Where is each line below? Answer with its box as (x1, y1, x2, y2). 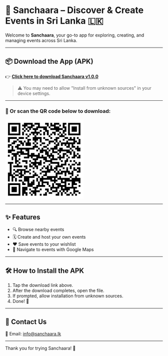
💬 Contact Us (5, 317, 47, 326)
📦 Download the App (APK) (5, 57, 93, 66)
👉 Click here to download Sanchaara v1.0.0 (5, 73, 98, 79)
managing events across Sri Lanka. (5, 37, 77, 43)
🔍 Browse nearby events (12, 227, 64, 233)
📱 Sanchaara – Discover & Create (5, 5, 144, 16)
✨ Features (5, 213, 40, 221)
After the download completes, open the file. (12, 288, 104, 294)
